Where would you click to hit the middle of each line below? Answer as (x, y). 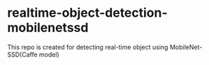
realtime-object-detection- (87, 13)
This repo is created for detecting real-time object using (88, 47)
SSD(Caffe (22, 55)
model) (49, 55)
